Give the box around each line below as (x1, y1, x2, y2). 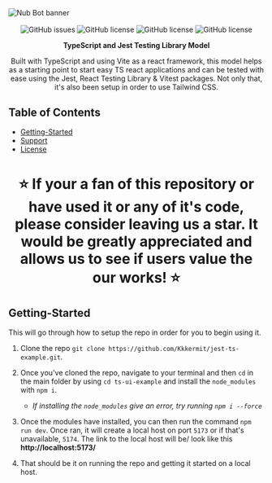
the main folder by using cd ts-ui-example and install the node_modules (19, 376, 257, 386)
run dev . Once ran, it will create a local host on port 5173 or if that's (19, 425, 245, 435)
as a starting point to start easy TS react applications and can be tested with (8, 64, 265, 74)
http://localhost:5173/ (19, 443, 96, 453)
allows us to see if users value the (19, 249, 253, 268)
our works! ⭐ (92, 268, 181, 287)
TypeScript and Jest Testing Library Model (63, 40, 210, 50)
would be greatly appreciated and (20, 232, 253, 251)
